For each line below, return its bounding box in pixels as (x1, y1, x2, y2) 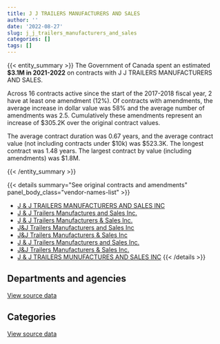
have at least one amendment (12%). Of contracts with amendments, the (7, 97, 214, 104)
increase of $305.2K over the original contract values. (7, 119, 161, 126)
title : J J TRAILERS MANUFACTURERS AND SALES (7, 10, 140, 17)
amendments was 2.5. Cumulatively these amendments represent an (7, 111, 202, 120)
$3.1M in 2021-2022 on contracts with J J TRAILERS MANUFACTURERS (7, 68, 212, 77)
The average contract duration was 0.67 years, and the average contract (7, 132, 214, 140)
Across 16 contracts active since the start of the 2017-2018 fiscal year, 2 (7, 89, 212, 97)
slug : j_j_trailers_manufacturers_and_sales (7, 29, 137, 37)
